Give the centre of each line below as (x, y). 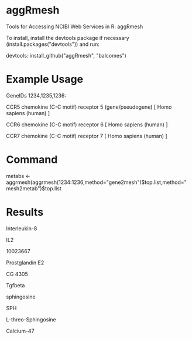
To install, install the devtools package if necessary (68, 38)
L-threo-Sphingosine (31, 319)
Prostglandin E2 (25, 263)
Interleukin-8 (22, 228)
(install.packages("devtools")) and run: (53, 44)
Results (25, 212)
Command (32, 160)
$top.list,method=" (164, 182)
